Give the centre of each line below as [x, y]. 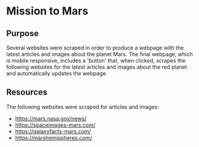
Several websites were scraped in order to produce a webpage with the [95, 48]
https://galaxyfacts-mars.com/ [53, 131]
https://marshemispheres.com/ [53, 137]
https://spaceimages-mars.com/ [55, 125]
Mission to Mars [47, 11]
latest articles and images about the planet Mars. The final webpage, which [99, 54]
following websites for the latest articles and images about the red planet [97, 67]
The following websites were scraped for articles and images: [83, 107]
